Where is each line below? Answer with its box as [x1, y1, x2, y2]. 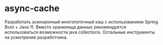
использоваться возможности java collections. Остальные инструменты [4, 29, 155, 35]
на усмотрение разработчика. [4, 34, 68, 40]
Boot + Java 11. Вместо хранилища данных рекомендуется [4, 24, 126, 30]
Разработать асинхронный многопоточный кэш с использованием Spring [4, 19, 158, 25]
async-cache [4, 3, 60, 14]
